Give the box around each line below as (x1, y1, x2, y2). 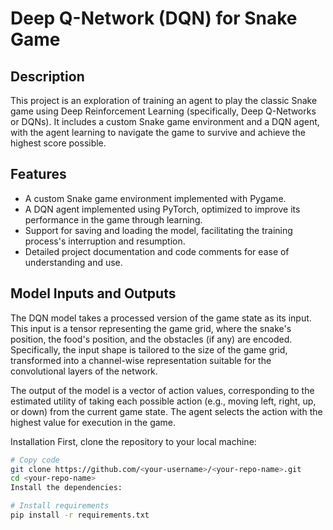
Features (10, 166, 67, 183)
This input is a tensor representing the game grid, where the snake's (10, 322, 292, 334)
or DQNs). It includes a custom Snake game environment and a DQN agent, (10, 116, 320, 127)
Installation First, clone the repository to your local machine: (10, 435, 257, 447)
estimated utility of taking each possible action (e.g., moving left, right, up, (10, 395, 317, 407)
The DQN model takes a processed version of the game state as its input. (10, 312, 312, 324)
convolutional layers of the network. (10, 365, 158, 377)
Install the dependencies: (10, 483, 123, 493)
